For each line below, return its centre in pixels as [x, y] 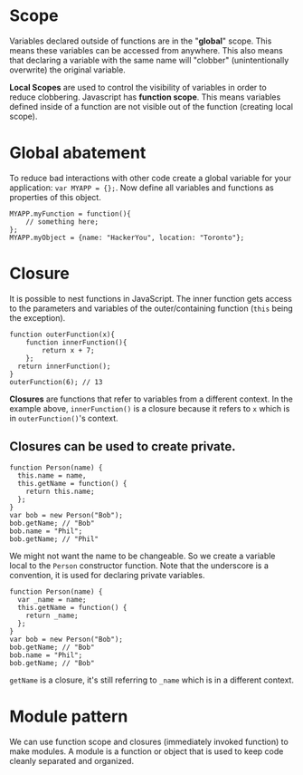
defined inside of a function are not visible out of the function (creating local [151, 106]
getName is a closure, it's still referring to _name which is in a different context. [151, 680]
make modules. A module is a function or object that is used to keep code [147, 751]
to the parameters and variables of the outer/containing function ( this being [151, 308]
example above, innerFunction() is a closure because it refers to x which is [150, 408]
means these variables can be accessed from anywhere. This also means [146, 50]
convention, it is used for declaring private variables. [107, 575]
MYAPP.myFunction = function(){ [70, 214]
